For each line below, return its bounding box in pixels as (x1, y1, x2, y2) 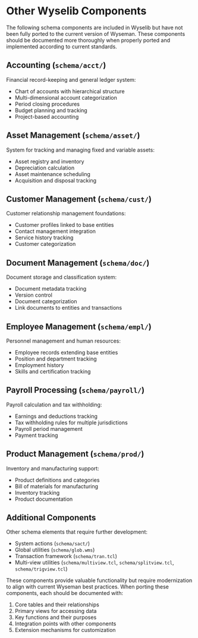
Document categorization (14, 298, 77, 305)
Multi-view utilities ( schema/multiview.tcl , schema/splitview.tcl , (14, 559, 174, 566)
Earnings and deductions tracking (14, 412, 98, 420)
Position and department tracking (14, 355, 97, 362)
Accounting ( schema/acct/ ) (6, 60, 106, 70)
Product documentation (14, 495, 73, 503)
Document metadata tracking (14, 285, 87, 292)
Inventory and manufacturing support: (6, 464, 99, 472)
